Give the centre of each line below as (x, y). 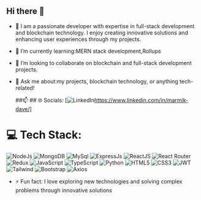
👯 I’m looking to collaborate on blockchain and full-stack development (103, 63)
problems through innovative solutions (63, 190)
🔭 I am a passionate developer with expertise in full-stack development (105, 26)
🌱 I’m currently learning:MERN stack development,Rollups (88, 51)
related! (25, 88)
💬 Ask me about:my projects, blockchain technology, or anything (97, 81)
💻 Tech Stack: (44, 135)
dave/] (23, 109)
